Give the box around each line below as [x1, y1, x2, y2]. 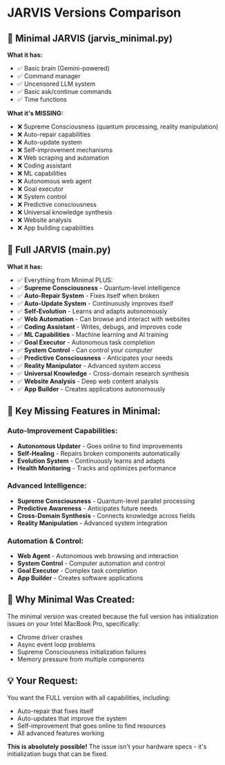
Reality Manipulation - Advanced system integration [17, 519, 168, 527]
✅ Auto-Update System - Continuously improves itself [17, 299, 174, 307]
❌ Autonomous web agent [17, 177, 92, 185]
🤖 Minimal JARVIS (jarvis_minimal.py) [7, 33, 173, 44]
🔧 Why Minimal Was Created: [7, 593, 135, 606]
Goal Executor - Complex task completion [17, 566, 137, 575]
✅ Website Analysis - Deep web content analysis [17, 377, 159, 385]
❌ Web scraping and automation [17, 154, 109, 162]
